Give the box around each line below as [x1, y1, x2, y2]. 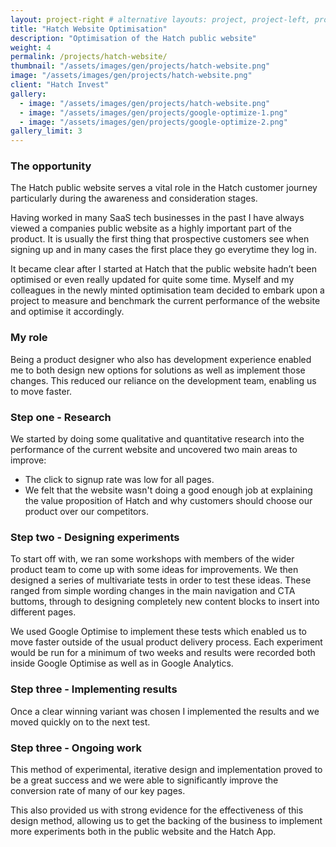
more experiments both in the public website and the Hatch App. [10, 825, 277, 837]
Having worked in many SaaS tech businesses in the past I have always [10, 212, 305, 224]
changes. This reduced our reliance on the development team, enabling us [10, 374, 317, 386]
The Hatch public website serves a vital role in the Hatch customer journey [10, 182, 318, 194]
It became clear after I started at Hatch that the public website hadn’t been [10, 263, 318, 275]
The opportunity [10, 159, 92, 173]
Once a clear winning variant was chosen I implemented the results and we [10, 705, 320, 717]
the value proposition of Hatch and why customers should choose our [24, 495, 313, 507]
